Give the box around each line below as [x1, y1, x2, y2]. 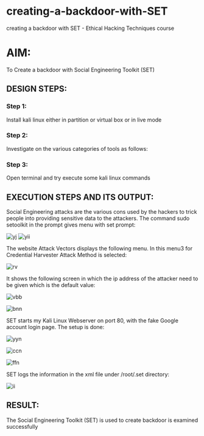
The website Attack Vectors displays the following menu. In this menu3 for [6, 244, 193, 252]
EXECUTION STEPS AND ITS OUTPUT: [6, 192, 154, 202]
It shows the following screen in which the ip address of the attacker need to [6, 275, 199, 282]
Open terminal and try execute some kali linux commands [6, 174, 150, 181]
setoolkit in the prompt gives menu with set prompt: [6, 221, 136, 228]
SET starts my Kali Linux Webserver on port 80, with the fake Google [6, 316, 178, 324]
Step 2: [6, 131, 29, 140]
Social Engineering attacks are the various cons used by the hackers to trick [6, 208, 197, 215]
